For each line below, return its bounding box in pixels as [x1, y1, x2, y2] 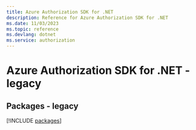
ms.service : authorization [6, 37, 75, 43]
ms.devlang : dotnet [6, 32, 56, 38]
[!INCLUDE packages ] [6, 117, 62, 124]
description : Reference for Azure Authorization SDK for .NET [6, 15, 168, 21]
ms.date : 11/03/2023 [6, 20, 59, 26]
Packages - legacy [6, 101, 78, 111]
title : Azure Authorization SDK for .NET [6, 9, 114, 15]
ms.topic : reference [6, 26, 59, 32]
